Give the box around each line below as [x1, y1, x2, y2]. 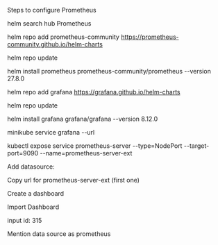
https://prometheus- [121, 33, 179, 41]
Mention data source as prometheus [7, 230, 111, 238]
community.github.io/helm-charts [7, 40, 103, 48]
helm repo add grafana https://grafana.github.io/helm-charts [7, 88, 181, 96]
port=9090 [7, 149, 39, 157]
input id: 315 [7, 217, 42, 224]
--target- [183, 142, 210, 150]
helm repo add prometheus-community [7, 33, 120, 41]
